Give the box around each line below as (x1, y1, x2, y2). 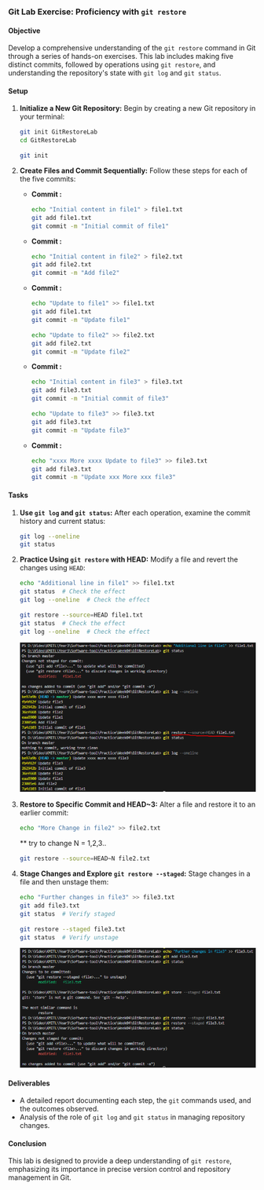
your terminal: (19, 112, 65, 122)
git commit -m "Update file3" (31, 427, 131, 434)
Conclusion (8, 1138, 47, 1148)
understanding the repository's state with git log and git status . (8, 68, 222, 78)
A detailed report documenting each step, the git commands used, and (19, 1096, 251, 1105)
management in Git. (8, 1173, 72, 1182)
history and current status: (19, 516, 106, 525)
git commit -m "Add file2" (31, 269, 120, 277)
